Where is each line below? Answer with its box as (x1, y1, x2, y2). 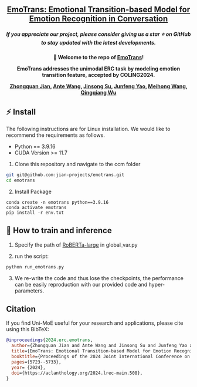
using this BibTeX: (6, 326, 49, 333)
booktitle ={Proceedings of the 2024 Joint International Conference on (11, 354, 191, 360)
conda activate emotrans (6, 204, 67, 210)
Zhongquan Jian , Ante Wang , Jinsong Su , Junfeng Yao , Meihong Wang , (9, 83, 188, 90)
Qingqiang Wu (80, 89, 117, 96)
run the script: (14, 253, 49, 260)
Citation (6, 304, 36, 314)
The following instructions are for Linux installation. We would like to (6, 126, 171, 133)
